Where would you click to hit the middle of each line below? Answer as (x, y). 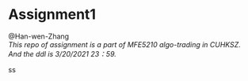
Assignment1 (52, 15)
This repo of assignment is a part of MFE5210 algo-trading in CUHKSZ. (125, 44)
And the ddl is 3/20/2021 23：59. (62, 53)
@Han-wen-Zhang (39, 36)
